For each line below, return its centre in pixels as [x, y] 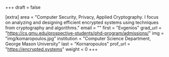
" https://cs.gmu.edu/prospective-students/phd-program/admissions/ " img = [84, 33]
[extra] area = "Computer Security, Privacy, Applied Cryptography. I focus [82, 17]
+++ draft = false [23, 7]
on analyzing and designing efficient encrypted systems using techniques [82, 22]
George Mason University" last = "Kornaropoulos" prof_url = [68, 44]
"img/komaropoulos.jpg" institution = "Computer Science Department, [78, 38]
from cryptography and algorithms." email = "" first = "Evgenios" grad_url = [83, 28]
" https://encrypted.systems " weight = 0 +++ [51, 49]
